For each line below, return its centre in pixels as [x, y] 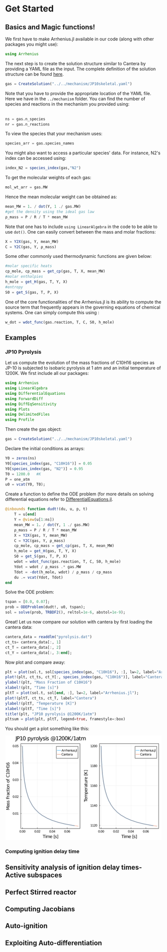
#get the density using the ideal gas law [50, 212]
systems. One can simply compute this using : [52, 312]
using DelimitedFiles [28, 415]
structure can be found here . [35, 74]
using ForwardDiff [24, 399]
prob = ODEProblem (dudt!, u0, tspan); [45, 607]
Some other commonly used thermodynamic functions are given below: [79, 256]
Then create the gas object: [34, 429]
